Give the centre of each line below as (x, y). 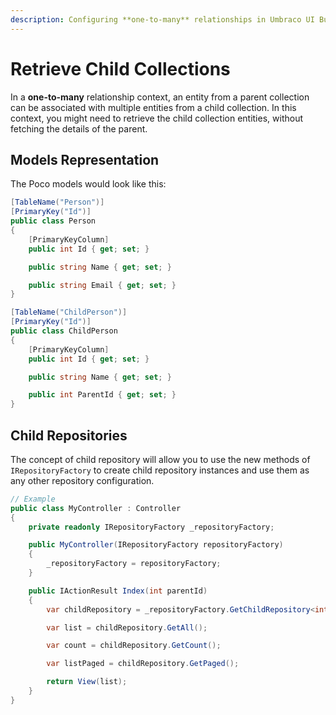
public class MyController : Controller (96, 508)
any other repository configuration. (82, 480)
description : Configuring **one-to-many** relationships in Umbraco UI (162, 19)
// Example (33, 499)
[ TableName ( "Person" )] (57, 202)
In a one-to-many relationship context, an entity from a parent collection (160, 97)
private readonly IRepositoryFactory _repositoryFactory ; (151, 527)
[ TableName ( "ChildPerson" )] (69, 312)
